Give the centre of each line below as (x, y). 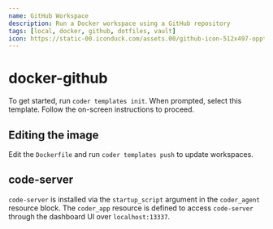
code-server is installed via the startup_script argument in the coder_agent (134, 199)
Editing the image (54, 135)
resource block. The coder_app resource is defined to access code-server (131, 208)
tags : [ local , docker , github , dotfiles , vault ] (92, 31)
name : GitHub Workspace (49, 16)
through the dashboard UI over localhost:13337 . (89, 216)
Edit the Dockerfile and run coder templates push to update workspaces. (131, 154)
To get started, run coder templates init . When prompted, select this (125, 101)
